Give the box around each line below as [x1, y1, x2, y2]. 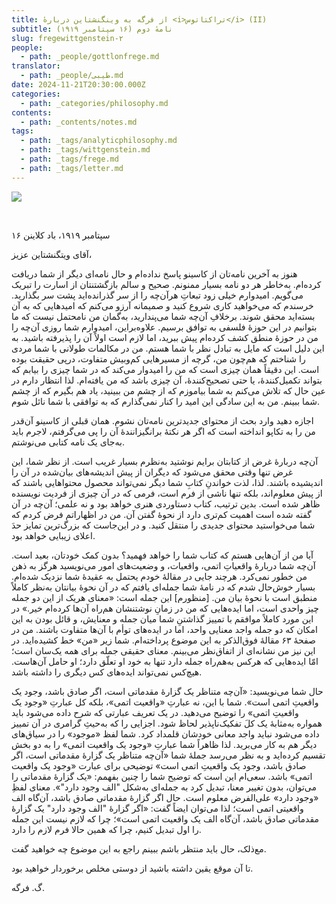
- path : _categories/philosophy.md [20, 98, 169, 108]
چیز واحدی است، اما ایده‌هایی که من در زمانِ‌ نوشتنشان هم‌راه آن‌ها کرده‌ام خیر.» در [11, 602, 319, 614]
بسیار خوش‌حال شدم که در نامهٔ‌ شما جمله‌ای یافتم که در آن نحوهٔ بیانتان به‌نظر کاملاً [11, 581, 316, 593]
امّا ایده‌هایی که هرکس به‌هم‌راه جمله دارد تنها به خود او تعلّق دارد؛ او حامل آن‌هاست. [11, 655, 319, 667]
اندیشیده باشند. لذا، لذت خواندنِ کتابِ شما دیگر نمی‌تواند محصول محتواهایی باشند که [11, 476, 324, 488]
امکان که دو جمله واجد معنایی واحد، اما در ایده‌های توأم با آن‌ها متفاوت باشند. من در [11, 623, 318, 635]
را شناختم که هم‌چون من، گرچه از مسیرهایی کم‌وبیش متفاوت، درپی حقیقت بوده [11, 352, 306, 365]
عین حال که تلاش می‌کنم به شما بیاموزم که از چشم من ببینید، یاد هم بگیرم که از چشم [11, 384, 326, 396]
